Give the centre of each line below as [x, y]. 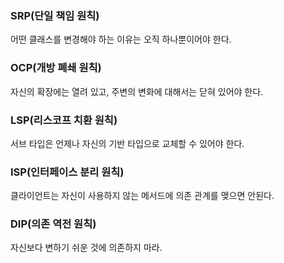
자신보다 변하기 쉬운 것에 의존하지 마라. [86, 248]
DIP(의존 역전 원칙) [53, 224]
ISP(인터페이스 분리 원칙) [67, 172]
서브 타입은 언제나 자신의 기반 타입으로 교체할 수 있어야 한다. [127, 143]
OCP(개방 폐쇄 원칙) [56, 68]
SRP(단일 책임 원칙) [55, 15]
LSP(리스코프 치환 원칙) [64, 120]
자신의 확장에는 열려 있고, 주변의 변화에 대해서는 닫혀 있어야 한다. [137, 91]
